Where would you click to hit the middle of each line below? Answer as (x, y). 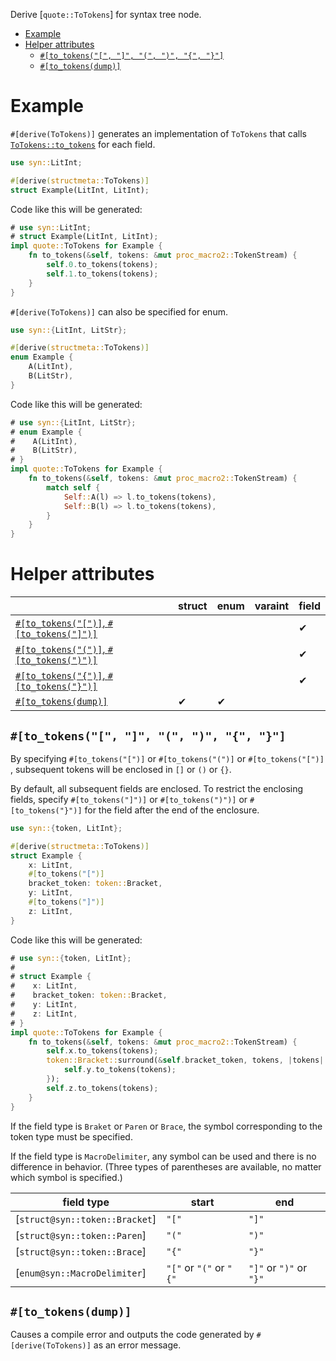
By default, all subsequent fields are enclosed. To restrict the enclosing (157, 788)
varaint (272, 606)
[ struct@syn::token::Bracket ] (86, 1219)
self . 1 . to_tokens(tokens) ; (102, 274)
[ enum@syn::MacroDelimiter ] (81, 1272)
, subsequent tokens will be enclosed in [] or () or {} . (121, 769)
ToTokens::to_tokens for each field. (83, 144)
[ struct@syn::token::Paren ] (81, 1235)
